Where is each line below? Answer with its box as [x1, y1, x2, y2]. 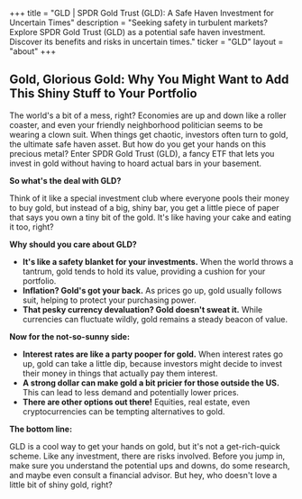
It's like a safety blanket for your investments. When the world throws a [22, 256, 294, 267]
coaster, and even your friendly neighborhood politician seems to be [9, 119, 263, 130]
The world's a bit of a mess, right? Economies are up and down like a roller [9, 110, 287, 121]
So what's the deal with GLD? [9, 175, 122, 186]
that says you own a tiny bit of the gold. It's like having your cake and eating [9, 212, 291, 222]
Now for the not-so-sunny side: [9, 331, 131, 341]
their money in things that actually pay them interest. [22, 367, 218, 378]
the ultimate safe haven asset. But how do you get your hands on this [9, 139, 267, 150]
